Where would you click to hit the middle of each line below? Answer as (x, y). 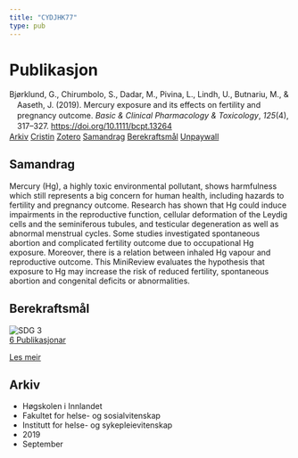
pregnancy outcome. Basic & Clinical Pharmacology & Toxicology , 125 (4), (153, 116)
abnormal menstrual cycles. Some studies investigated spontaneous (135, 233)
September (43, 444)
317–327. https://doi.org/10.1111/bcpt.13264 (95, 127)
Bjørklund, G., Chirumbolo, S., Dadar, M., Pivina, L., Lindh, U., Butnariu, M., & (149, 94)
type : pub (28, 26)
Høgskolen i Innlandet (62, 406)
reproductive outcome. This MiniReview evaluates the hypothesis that (137, 262)
